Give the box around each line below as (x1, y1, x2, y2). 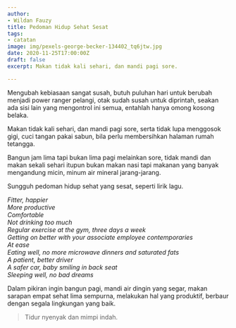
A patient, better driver (7, 255, 73, 264)
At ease (7, 241, 30, 249)
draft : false (7, 56, 46, 63)
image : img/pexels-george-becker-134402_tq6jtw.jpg (7, 43, 162, 50)
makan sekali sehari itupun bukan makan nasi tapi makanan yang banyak (7, 160, 219, 169)
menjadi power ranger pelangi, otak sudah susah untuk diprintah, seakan (7, 96, 219, 104)
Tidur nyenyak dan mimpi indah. (24, 312, 118, 321)
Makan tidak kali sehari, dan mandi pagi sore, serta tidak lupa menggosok (7, 124, 221, 133)
